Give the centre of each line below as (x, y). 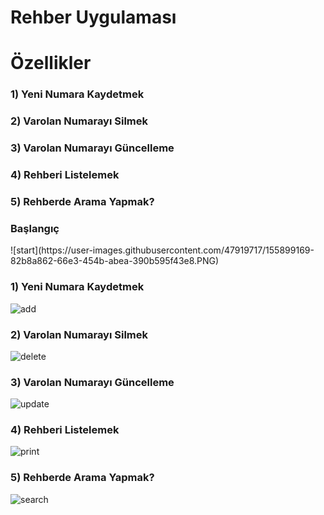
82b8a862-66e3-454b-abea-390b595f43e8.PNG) (115, 261)
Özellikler (51, 63)
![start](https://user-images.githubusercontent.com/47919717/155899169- (162, 250)
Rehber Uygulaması (93, 17)
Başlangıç (35, 228)
